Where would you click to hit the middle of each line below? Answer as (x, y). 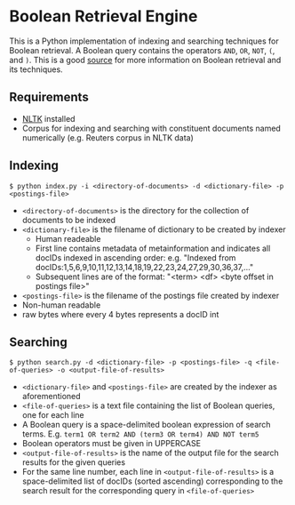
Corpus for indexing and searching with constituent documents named (151, 128)
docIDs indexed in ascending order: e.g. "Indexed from (136, 257)
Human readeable (68, 238)
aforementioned (52, 397)
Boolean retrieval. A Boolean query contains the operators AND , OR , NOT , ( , (142, 50)
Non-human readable (61, 305)
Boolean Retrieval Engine (104, 16)
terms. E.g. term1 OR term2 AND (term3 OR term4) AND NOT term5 (140, 434)
